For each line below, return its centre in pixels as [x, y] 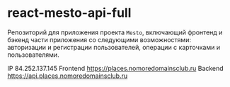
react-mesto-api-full [69, 13]
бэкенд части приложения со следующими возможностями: [99, 39]
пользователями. [33, 55]
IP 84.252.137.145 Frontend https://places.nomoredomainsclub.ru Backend [116, 68]
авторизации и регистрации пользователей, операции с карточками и [114, 47]
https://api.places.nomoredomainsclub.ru [68, 76]
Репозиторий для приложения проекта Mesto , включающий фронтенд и [115, 32]
